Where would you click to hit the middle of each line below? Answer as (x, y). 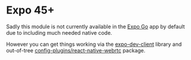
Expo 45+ (31, 10)
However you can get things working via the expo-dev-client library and (94, 44)
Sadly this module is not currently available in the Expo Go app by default (95, 26)
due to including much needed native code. (59, 32)
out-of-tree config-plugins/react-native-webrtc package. (76, 50)
